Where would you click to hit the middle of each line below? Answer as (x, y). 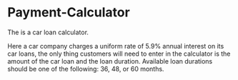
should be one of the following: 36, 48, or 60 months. (86, 69)
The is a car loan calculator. (48, 32)
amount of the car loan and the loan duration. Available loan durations (110, 61)
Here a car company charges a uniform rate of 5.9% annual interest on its (116, 46)
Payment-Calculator (69, 12)
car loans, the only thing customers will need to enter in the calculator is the (119, 54)
